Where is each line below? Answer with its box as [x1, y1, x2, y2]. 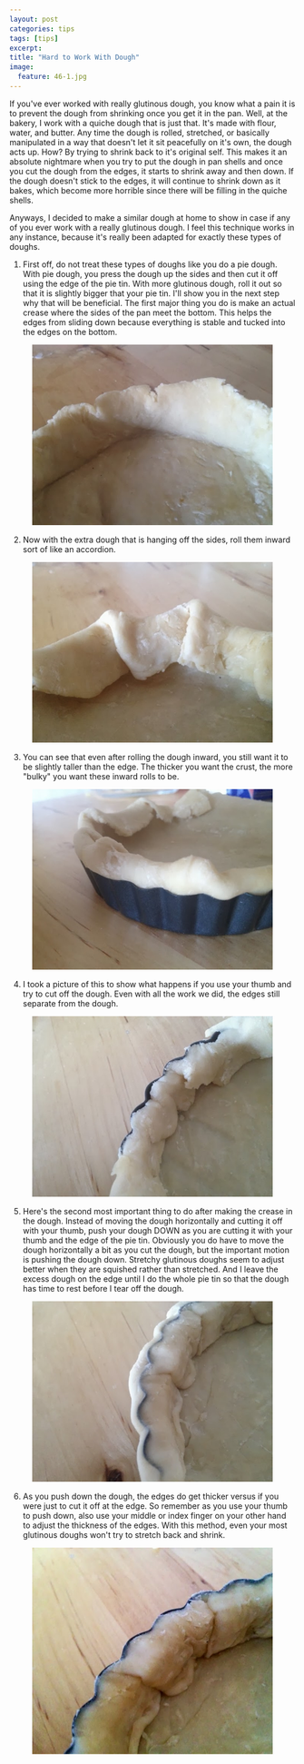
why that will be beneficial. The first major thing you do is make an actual [22, 297, 296, 308]
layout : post [9, 15, 59, 24]
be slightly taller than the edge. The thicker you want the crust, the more [22, 761, 293, 772]
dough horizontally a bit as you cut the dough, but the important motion [22, 1244, 290, 1255]
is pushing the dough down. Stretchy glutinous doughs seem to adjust [22, 1254, 285, 1264]
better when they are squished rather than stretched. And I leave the [22, 1264, 279, 1274]
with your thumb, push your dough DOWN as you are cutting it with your [22, 1224, 293, 1235]
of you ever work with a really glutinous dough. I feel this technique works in [9, 222, 295, 233]
